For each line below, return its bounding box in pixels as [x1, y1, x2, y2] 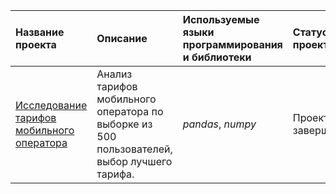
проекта [15, 38, 57, 51]
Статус [292, 25, 329, 39]
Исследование [15, 99, 88, 112]
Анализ [96, 67, 133, 81]
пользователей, [96, 142, 173, 156]
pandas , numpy [182, 117, 257, 131]
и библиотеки [182, 50, 252, 64]
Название [15, 25, 65, 39]
